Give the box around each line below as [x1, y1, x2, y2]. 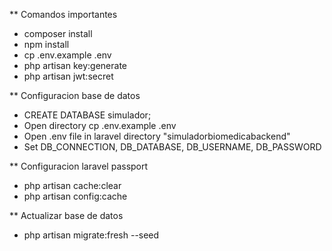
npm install [23, 39, 70, 50]
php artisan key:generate [23, 60, 128, 71]
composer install [23, 28, 93, 39]
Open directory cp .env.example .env [23, 120, 177, 131]
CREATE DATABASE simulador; [23, 109, 152, 121]
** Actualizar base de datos [9, 210, 124, 221]
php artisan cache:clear [23, 180, 122, 191]
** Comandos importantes [9, 9, 118, 20]
